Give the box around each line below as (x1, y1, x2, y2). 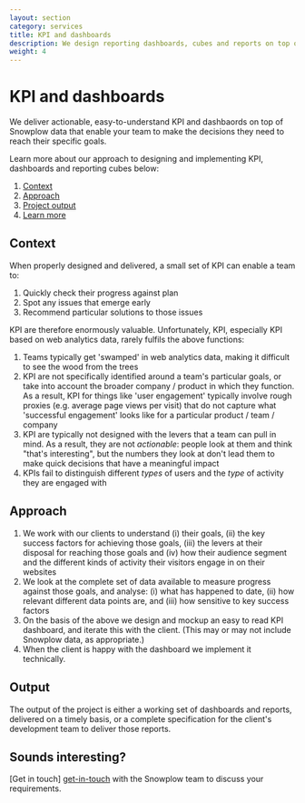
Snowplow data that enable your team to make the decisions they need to (9, 126, 284, 137)
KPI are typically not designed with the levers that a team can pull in (22, 428, 277, 439)
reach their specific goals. (9, 136, 107, 146)
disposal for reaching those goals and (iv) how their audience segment (22, 547, 288, 557)
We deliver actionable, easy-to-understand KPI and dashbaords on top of (9, 116, 284, 127)
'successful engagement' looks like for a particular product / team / (22, 409, 275, 420)
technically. (22, 653, 66, 664)
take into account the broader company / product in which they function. (22, 380, 295, 391)
